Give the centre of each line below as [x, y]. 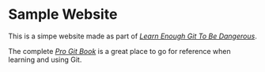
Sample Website [63, 14]
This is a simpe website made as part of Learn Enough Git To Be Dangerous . [132, 36]
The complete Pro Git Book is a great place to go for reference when [119, 51]
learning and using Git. [45, 59]
